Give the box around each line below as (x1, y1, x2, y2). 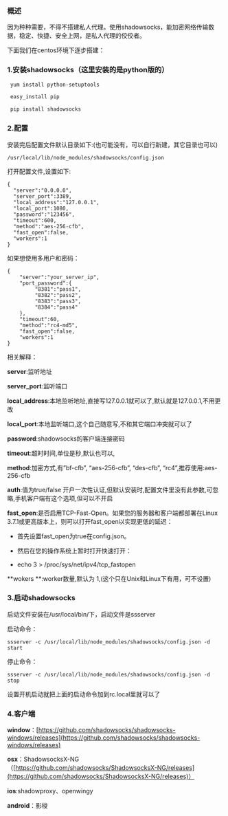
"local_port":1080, (13, 205, 69, 212)
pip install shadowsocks (10, 106, 81, 113)
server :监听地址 (7, 367, 53, 375)
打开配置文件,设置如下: (7, 167, 71, 175)
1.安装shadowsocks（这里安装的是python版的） (7, 65, 169, 75)
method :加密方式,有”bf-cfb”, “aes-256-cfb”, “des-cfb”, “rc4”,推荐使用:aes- (7, 463, 218, 472)
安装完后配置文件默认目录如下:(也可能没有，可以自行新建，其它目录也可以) (7, 140, 218, 148)
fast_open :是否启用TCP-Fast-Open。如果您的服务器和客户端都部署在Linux (7, 509, 218, 517)
